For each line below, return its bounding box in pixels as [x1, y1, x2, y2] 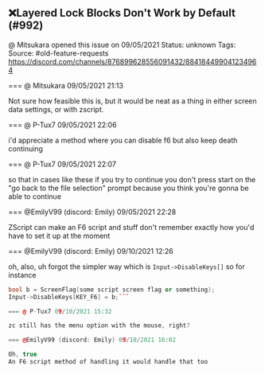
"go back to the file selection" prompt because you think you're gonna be [8, 183, 249, 193]
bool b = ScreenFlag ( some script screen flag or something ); [8, 286, 216, 294]
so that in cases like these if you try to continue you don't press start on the [8, 174, 256, 184]
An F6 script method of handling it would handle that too [8, 358, 208, 366]
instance [8, 270, 37, 279]
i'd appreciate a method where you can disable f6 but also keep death [8, 135, 238, 145]
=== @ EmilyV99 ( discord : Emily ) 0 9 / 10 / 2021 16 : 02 [8, 336, 177, 345]
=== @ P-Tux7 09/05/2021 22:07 [8, 159, 117, 169]
